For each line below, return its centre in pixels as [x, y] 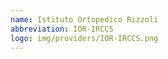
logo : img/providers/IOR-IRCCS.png [84, 38]
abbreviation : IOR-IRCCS [62, 29]
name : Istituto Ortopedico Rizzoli [84, 19]
